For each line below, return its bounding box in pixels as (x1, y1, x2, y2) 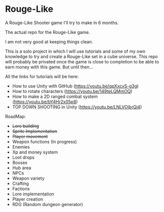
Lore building (12, 123, 39, 129)
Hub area (12, 165, 32, 171)
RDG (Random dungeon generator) (12, 201, 83, 207)
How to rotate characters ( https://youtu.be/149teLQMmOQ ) (12, 88, 132, 94)
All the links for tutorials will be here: (5, 73, 79, 79)
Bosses (12, 159, 28, 165)
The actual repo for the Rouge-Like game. (5, 29, 90, 35)
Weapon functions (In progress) (12, 139, 77, 145)
